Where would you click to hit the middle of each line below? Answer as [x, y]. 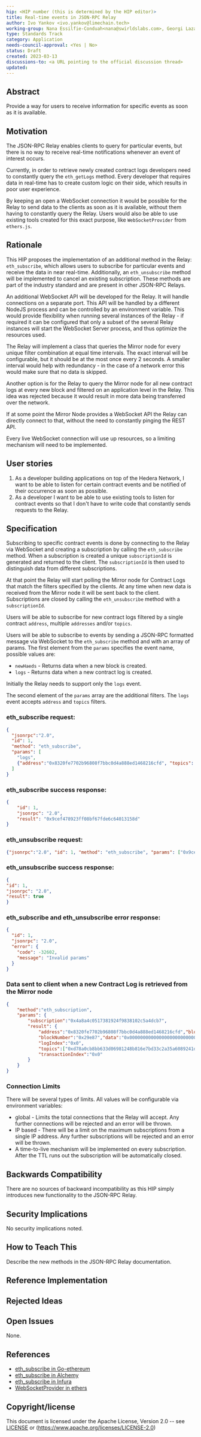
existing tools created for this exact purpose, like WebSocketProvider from [96, 220]
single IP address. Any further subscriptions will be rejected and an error [104, 1136]
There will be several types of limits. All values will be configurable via [92, 1099]
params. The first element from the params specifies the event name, [90, 648]
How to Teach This [42, 1247]
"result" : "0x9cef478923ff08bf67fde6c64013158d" [79, 819]
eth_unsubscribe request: [45, 840]
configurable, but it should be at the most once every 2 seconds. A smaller [98, 359]
